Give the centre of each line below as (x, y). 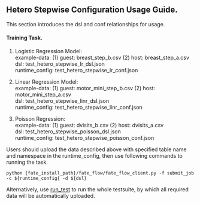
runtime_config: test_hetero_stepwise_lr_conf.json (76, 71)
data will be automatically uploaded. (51, 196)
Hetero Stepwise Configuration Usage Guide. (92, 10)
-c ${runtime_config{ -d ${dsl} (46, 179)
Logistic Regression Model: (49, 51)
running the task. (27, 162)
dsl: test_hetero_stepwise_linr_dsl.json (62, 101)
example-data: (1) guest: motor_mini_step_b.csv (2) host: (85, 88)
